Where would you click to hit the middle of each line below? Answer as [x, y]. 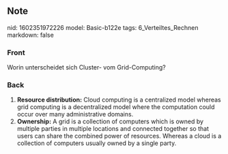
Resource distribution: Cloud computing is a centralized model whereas [119, 100]
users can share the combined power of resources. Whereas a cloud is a [119, 136]
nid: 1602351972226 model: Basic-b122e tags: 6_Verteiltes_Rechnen [103, 27]
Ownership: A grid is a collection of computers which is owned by [110, 121]
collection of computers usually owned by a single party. [97, 143]
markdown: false [31, 35]
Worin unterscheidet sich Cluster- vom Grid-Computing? [86, 67]
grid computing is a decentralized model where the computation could [116, 107]
